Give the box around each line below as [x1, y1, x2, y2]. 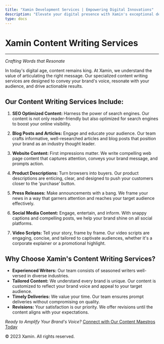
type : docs [5, 16, 27, 21]
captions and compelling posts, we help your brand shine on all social [12, 215, 153, 221]
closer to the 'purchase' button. [12, 181, 76, 187]
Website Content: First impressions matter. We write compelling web [12, 150, 151, 156]
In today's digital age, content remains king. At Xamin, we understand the [5, 68, 152, 74]
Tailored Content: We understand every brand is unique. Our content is [12, 278, 156, 284]
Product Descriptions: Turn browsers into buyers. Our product [12, 170, 139, 176]
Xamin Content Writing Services [5, 37, 138, 49]
